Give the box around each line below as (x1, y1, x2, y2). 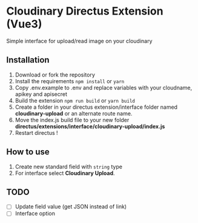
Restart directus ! (15, 129, 59, 136)
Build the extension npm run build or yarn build (15, 97, 135, 104)
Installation (6, 55, 50, 65)
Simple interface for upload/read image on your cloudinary (6, 37, 153, 44)
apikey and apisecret (15, 90, 68, 98)
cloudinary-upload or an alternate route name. (15, 109, 133, 117)
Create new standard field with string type (15, 163, 123, 170)
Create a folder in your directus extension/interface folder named (15, 103, 177, 111)
